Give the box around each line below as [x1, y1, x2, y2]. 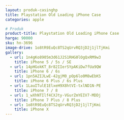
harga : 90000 [5, 36, 33, 41]
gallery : [5, 50, 24, 55]
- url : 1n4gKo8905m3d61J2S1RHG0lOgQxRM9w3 [10, 55, 101, 60]
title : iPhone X [14, 107, 49, 112]
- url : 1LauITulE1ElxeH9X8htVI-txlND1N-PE [10, 83, 101, 88]
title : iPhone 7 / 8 [14, 88, 58, 93]
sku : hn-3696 [5, 40, 33, 46]
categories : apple [5, 17, 44, 22]
